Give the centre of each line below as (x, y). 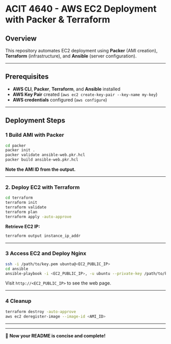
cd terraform (19, 198)
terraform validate (26, 207)
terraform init (21, 203)
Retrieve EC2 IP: (23, 226)
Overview (21, 38)
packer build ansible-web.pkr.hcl (42, 160)
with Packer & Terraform (58, 20)
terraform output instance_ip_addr (43, 236)
